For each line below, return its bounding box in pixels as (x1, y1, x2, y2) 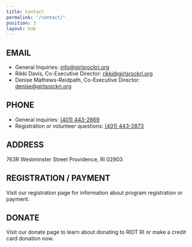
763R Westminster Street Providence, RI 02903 (6, 155, 123, 162)
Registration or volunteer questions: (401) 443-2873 (14, 122, 144, 129)
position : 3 (6, 20, 36, 26)
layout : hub (6, 25, 36, 32)
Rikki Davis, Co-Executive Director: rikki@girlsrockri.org (14, 70, 153, 77)
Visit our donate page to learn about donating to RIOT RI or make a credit (6, 228, 186, 236)
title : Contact (6, 8, 44, 15)
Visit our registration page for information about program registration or (6, 189, 183, 196)
